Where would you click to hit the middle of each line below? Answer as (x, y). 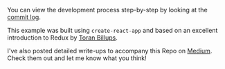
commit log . (24, 17)
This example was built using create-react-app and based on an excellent (112, 30)
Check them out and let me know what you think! (77, 58)
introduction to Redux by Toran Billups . (62, 38)
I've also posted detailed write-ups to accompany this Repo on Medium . (110, 51)
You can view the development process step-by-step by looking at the (107, 10)
